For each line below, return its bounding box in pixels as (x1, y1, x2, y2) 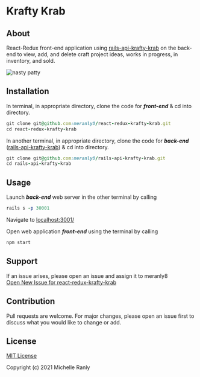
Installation (6, 86, 49, 97)
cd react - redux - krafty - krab (6, 126, 77, 132)
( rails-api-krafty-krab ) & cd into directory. (6, 143, 110, 150)
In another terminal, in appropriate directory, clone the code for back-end (6, 137, 189, 144)
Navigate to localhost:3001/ (6, 216, 75, 223)
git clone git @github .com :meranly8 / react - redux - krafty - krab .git (6, 120, 171, 126)
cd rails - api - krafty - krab (6, 161, 71, 167)
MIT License (6, 352, 37, 359)
